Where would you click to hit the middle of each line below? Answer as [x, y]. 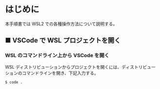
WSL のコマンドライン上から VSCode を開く [57, 56]
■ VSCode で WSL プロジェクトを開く [63, 40]
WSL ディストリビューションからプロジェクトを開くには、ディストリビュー [80, 67]
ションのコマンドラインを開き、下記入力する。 [52, 73]
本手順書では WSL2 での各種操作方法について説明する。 [61, 24]
